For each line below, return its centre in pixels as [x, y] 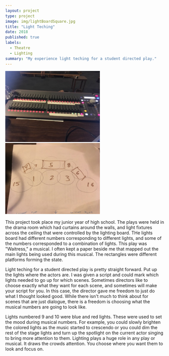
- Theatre [20, 48]
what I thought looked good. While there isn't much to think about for [77, 296]
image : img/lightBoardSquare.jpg [40, 21]
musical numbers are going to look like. [46, 307]
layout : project [22, 11]
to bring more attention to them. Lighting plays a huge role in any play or [80, 338]
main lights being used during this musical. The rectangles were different [81, 254]
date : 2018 [17, 32]
